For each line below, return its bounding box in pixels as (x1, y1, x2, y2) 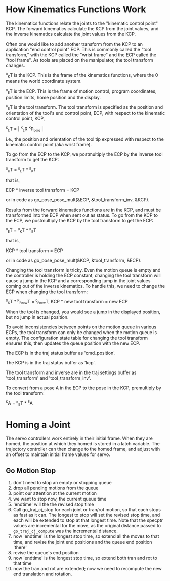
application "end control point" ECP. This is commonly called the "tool (6, 46, 151, 52)
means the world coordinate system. (6, 78, 82, 85)
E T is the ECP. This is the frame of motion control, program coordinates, (8, 88, 157, 95)
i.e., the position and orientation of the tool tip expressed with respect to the (6, 136, 164, 142)
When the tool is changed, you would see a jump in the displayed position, (6, 309, 161, 315)
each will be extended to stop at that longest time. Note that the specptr (13, 517, 163, 523)
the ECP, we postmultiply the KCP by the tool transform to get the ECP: (6, 217, 153, 223)
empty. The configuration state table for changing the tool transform (6, 335, 148, 341)
